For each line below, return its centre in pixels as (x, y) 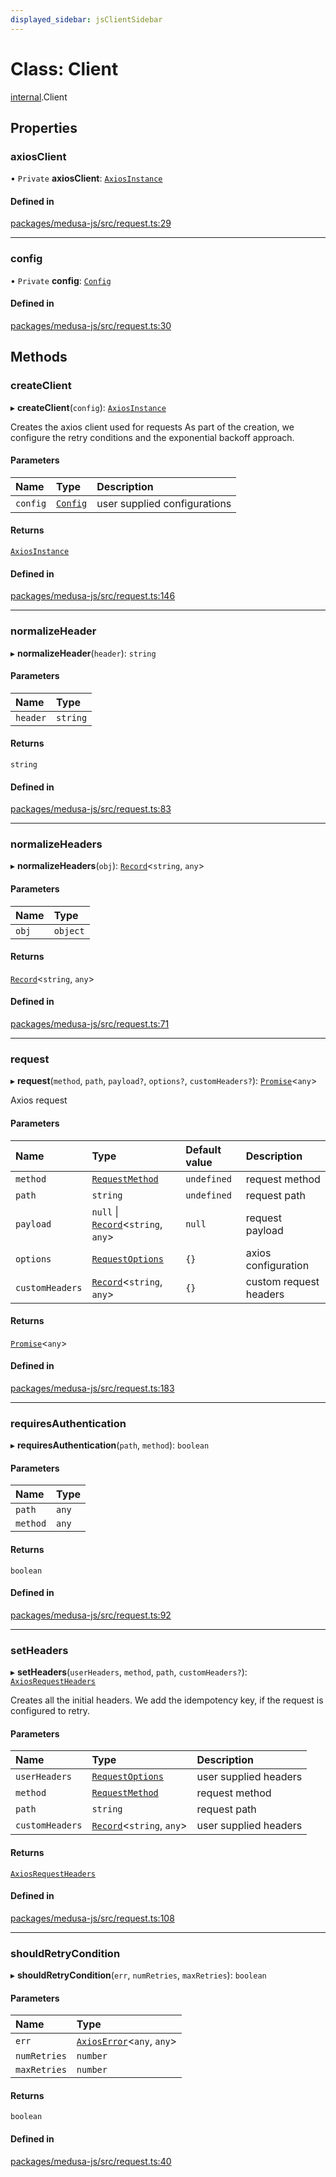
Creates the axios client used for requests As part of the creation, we (152, 427)
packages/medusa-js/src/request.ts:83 (91, 809)
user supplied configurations (164, 503)
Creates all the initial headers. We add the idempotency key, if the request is (167, 1700)
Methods (39, 357)
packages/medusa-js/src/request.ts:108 (92, 1918)
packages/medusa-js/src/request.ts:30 (91, 325)
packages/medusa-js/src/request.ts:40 (91, 2161)
